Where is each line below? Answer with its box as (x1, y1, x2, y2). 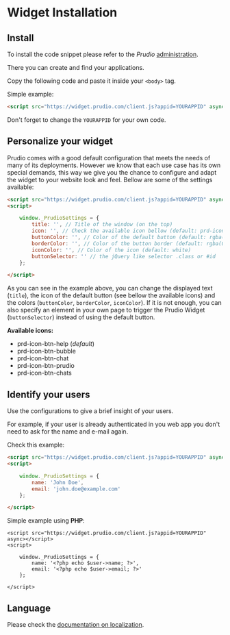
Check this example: (7, 440, 65, 449)
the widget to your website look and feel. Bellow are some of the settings (7, 175, 213, 184)
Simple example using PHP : (7, 516, 85, 525)
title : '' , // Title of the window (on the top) (31, 221, 173, 228)
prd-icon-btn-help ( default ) (16, 340, 94, 348)
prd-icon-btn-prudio (16, 362, 75, 370)
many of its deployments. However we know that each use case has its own (7, 161, 221, 169)
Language (7, 602, 51, 614)
